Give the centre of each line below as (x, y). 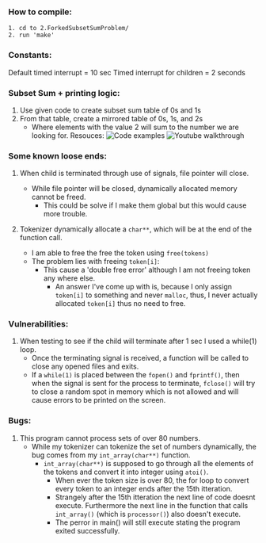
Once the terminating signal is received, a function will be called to (140, 358)
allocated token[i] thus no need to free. (120, 304)
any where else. (69, 278)
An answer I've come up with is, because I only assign (143, 287)
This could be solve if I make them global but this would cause (145, 205)
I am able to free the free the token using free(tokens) (120, 253)
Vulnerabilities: (38, 324)
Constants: (30, 55)
